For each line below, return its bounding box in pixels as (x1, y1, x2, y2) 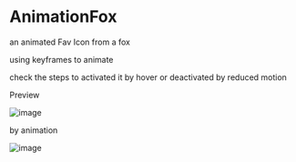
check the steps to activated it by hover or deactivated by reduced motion (9, 71, 287, 83)
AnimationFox (9, 6, 117, 27)
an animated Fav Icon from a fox (9, 36, 130, 47)
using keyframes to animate (9, 54, 114, 65)
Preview (9, 89, 40, 100)
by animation (9, 125, 58, 136)
